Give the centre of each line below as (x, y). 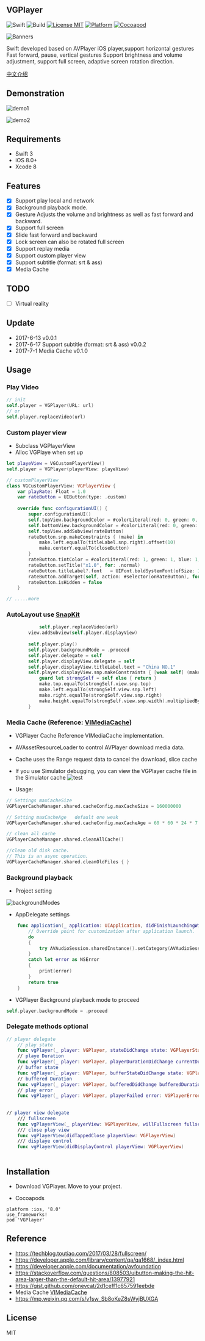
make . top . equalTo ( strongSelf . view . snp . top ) (95, 684)
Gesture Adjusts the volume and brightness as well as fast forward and (104, 214)
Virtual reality (32, 303)
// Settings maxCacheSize (39, 800)
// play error (35, 1090)
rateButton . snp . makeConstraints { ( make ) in (86, 537)
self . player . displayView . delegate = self (82, 661)
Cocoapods (30, 1198)
